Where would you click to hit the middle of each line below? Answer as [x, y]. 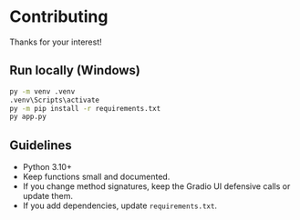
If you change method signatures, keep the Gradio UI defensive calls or [156, 186]
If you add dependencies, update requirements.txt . [119, 205]
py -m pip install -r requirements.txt [85, 108]
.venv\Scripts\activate [55, 100]
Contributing [59, 17]
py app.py [28, 117]
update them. [47, 196]
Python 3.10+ [47, 167]
